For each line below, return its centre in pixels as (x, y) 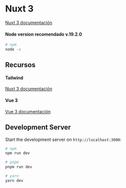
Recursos (20, 65)
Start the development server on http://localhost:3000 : (63, 139)
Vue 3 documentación (28, 111)
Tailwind (14, 78)
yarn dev (14, 180)
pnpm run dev (19, 167)
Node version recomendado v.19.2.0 (44, 34)
